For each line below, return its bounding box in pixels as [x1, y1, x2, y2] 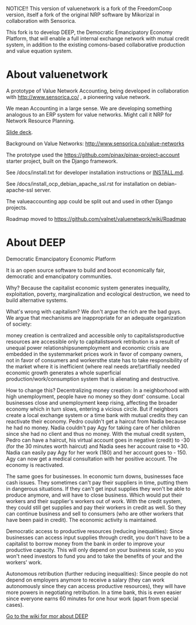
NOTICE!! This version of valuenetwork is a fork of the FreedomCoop [6, 5, 172, 12]
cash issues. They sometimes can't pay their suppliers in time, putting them [6, 479, 188, 486]
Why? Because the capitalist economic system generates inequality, [6, 284, 170, 291]
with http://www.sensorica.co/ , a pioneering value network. [6, 93, 151, 100]
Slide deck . [6, 128, 33, 135]
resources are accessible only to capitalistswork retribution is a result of [6, 338, 180, 345]
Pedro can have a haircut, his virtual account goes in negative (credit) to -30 [6, 436, 190, 443]
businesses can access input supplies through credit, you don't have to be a [6, 534, 190, 541]
